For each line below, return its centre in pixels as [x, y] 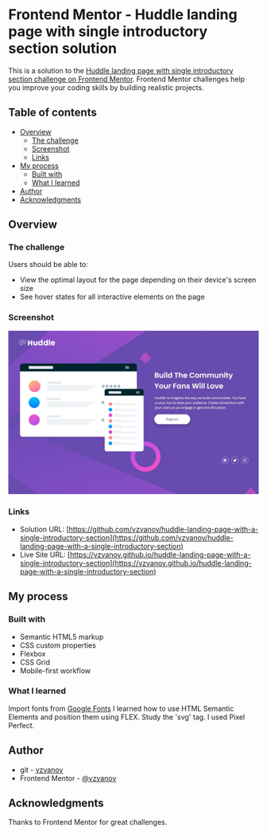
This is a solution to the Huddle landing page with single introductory [121, 70]
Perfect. [21, 725]
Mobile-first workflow [55, 670]
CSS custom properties [58, 645]
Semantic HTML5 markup [62, 637]
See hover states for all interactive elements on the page [112, 297]
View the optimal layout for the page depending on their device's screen [138, 280]
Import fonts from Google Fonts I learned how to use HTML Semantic [121, 708]
